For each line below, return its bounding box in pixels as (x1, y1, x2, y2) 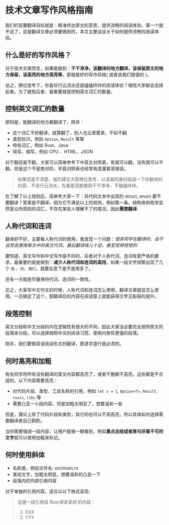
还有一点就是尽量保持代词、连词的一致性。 (5, 276, 93, 282)
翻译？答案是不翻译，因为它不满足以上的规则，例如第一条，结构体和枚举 (9, 199, 159, 205)
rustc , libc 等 (12, 394, 42, 400)
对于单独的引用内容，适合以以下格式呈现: (5, 488, 90, 494)
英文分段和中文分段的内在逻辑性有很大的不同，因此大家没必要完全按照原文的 (5, 324, 163, 330)
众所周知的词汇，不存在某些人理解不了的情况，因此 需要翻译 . (14, 206, 139, 212)
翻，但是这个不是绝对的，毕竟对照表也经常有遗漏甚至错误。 (5, 165, 128, 171)
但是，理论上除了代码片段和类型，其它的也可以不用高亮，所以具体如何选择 (5, 411, 159, 417)
